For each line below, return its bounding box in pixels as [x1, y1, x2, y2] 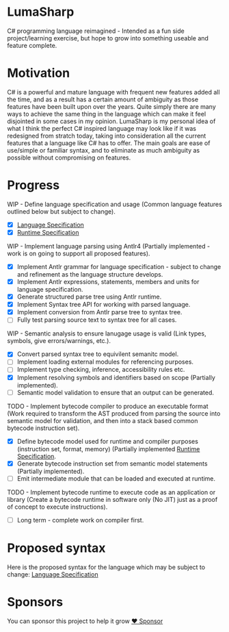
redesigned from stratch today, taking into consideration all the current [7, 131, 206, 140]
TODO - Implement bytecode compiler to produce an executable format [7, 402, 208, 410]
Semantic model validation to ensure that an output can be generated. [16, 388, 214, 396]
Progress [7, 177, 60, 193]
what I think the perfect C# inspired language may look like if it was [7, 124, 197, 132]
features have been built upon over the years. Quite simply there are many [7, 102, 217, 110]
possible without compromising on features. [7, 153, 131, 162]
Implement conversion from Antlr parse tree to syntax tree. [16, 308, 183, 316]
